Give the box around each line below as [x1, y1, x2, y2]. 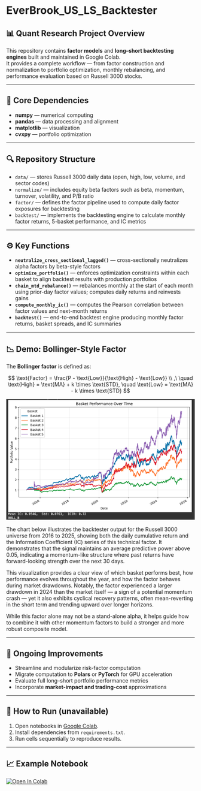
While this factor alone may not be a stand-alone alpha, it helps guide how [6, 612, 190, 620]
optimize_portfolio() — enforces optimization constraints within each [14, 269, 190, 276]
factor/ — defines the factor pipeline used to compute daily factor [14, 198, 179, 206]
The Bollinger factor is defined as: [6, 363, 92, 370]
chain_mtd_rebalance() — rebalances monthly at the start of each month [14, 282, 194, 289]
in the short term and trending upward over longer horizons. [6, 601, 154, 608]
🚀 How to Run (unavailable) [6, 707, 109, 717]
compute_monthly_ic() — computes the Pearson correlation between [14, 301, 184, 309]
